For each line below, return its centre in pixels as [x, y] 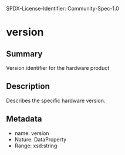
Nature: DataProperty [40, 139]
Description [28, 87]
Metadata [24, 119]
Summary [24, 54]
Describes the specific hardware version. [56, 100]
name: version [32, 133]
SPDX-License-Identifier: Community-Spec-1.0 [62, 9]
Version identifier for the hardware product [58, 68]
